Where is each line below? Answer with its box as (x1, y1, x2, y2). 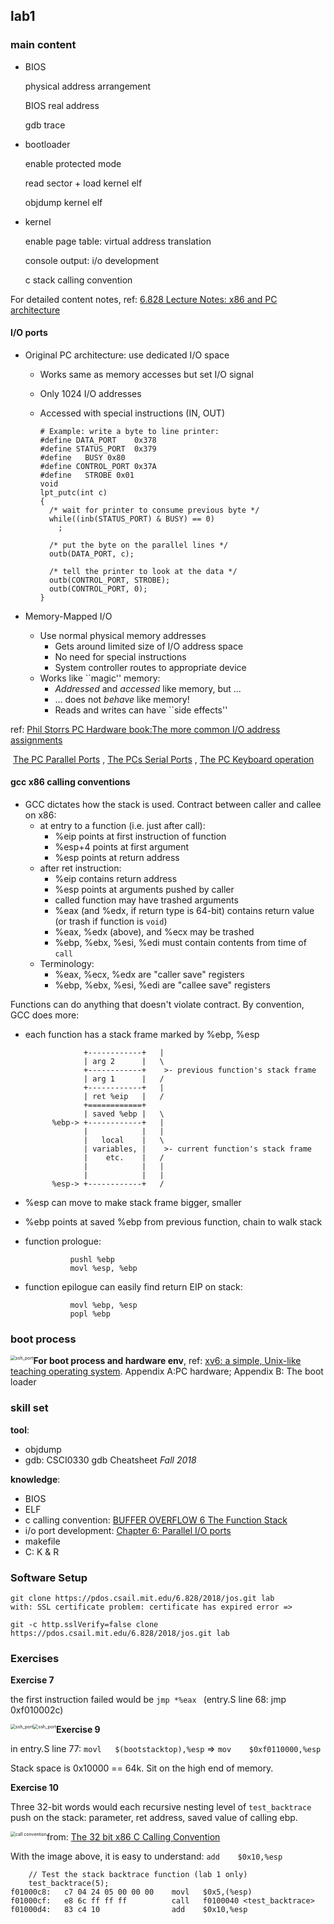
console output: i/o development (24, 254, 160, 266)
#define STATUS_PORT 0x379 (39, 444, 157, 454)
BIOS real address (24, 99, 100, 111)
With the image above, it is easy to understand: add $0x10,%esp (10, 1850, 283, 1863)
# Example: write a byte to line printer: (39, 426, 220, 436)
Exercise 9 (55, 1724, 101, 1736)
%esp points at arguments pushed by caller (54, 884, 235, 896)
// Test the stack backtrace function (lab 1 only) (28, 1870, 248, 1880)
